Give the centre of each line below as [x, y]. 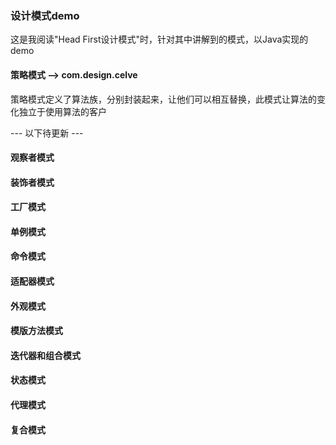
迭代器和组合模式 [45, 355]
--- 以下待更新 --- [47, 133]
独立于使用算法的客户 [62, 111]
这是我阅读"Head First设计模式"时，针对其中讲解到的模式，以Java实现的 [159, 39]
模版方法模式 [36, 331]
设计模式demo [45, 15]
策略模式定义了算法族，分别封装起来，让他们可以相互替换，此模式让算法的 [163, 99]
